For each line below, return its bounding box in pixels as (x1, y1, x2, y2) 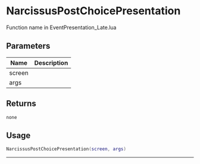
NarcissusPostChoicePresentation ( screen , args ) (6, 146, 127, 152)
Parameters (6, 41, 51, 51)
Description (34, 58, 68, 67)
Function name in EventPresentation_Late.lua (6, 24, 117, 31)
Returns (6, 99, 37, 109)
